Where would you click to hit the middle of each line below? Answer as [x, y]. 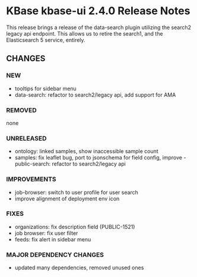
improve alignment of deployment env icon [67, 198]
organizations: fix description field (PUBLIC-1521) [75, 227]
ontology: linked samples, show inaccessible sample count [86, 151]
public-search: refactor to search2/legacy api [70, 164]
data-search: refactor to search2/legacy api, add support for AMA [95, 95]
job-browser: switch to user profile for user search [76, 192]
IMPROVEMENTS [31, 179]
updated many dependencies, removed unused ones [79, 268]
